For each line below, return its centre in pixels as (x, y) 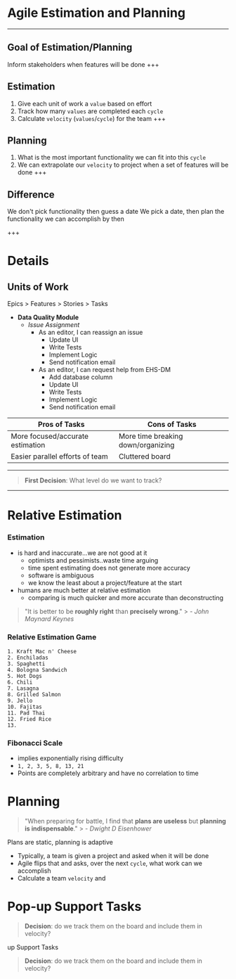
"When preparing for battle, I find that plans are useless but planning (125, 821)
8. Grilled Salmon (34, 694)
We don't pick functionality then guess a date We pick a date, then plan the (116, 212)
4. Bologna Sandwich (38, 670)
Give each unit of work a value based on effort (85, 103)
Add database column (81, 377)
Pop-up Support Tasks (74, 907)
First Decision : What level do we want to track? (93, 480)
